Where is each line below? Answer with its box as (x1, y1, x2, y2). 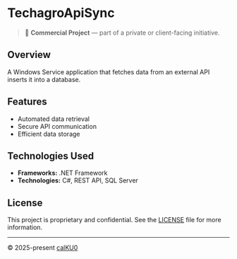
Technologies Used (7, 150, 94, 162)
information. (7, 223, 43, 231)
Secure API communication (17, 122, 97, 130)
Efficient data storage (17, 129, 80, 138)
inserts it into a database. (7, 75, 81, 84)
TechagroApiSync (7, 5, 115, 21)
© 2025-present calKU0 (7, 243, 78, 252)
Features (7, 96, 47, 108)
